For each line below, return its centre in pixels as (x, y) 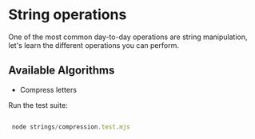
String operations (68, 15)
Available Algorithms (62, 71)
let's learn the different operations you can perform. (94, 45)
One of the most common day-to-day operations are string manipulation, (128, 37)
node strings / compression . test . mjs (71, 127)
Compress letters (48, 89)
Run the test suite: (38, 105)
